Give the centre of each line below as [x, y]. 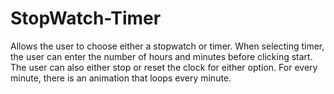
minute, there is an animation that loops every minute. [121, 78]
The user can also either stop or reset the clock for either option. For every [164, 67]
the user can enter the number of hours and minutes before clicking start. [161, 56]
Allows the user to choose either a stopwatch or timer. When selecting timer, [167, 46]
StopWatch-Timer [86, 18]
